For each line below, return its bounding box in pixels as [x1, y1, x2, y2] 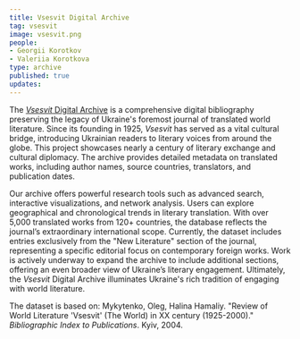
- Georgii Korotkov [9, 47, 82, 55]
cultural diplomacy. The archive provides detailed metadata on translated [9, 151, 279, 162]
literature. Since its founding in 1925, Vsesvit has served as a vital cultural [9, 123, 279, 134]
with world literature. [9, 283, 86, 293]
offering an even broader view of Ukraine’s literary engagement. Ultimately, [9, 264, 286, 275]
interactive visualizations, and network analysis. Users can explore [9, 198, 254, 208]
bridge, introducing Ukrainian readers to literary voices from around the [9, 132, 272, 143]
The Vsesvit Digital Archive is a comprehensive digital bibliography [9, 104, 254, 114]
